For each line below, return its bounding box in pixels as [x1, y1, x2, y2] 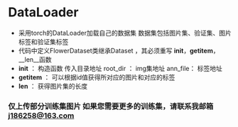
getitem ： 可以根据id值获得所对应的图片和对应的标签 [18, 72, 175, 82]
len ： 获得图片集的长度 [18, 82, 88, 90]
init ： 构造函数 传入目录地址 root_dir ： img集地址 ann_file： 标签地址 [18, 64, 222, 72]
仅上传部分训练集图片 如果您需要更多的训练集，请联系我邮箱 [8, 101, 214, 111]
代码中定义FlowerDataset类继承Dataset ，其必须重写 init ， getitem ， [18, 46, 220, 55]
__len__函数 [18, 55, 52, 64]
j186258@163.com [8, 111, 75, 121]
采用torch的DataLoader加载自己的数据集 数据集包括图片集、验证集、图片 [18, 28, 232, 37]
